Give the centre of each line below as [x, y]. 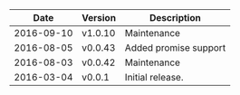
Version [98, 18]
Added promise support [175, 47]
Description [175, 18]
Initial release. [154, 77]
